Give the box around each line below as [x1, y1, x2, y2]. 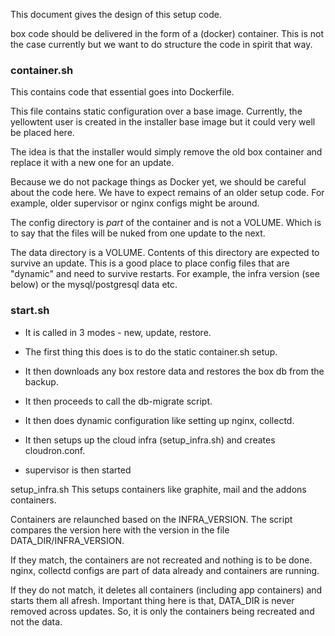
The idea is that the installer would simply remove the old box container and [10, 146, 323, 158]
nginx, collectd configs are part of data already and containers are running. [10, 564, 320, 576]
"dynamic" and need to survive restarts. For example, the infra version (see [10, 268, 321, 280]
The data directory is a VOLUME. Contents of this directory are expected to [10, 247, 320, 259]
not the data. [10, 615, 63, 628]
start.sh [10, 304, 50, 318]
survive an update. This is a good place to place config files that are [10, 257, 290, 269]
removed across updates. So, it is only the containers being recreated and [10, 605, 315, 617]
